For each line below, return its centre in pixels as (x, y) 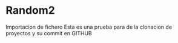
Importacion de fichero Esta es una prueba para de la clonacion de (89, 27)
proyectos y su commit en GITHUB (49, 33)
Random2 (30, 10)
